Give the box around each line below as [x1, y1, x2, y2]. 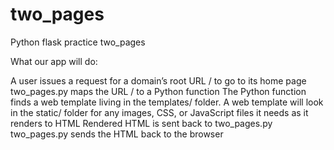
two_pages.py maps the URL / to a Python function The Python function [10, 85, 307, 97]
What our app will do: [10, 55, 98, 67]
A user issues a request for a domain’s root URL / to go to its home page [10, 74, 307, 87]
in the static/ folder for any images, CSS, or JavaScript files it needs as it [10, 106, 309, 118]
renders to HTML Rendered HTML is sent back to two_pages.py [10, 117, 273, 129]
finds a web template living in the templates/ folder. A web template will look [10, 96, 324, 108]
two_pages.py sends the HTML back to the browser [10, 128, 224, 140]
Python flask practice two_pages [10, 36, 146, 48]
